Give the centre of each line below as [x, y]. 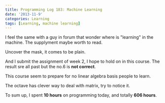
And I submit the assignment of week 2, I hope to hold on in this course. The [82, 61]
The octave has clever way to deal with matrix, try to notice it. [68, 86]
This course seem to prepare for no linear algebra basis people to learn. [78, 76]
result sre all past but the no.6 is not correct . [50, 67]
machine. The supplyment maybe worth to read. [54, 43]
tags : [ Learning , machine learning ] [43, 23]
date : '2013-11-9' [24, 14]
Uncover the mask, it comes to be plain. [45, 52]
